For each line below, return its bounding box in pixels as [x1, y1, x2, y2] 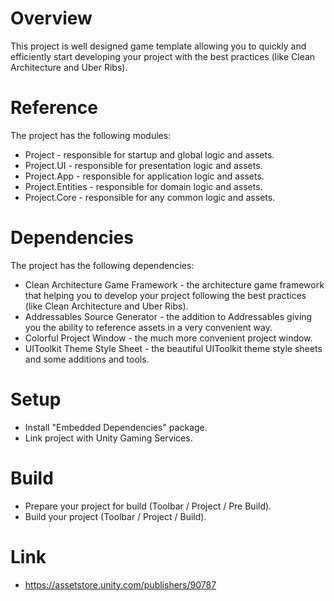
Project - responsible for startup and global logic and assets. [24, 148, 275, 161]
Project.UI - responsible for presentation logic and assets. [24, 159, 263, 171]
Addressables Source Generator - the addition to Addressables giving [24, 310, 313, 322]
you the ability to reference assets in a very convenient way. [24, 321, 273, 333]
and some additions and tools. [24, 353, 150, 365]
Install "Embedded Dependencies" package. [24, 421, 208, 433]
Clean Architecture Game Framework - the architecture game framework [24, 278, 325, 291]
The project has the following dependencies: [10, 259, 195, 271]
